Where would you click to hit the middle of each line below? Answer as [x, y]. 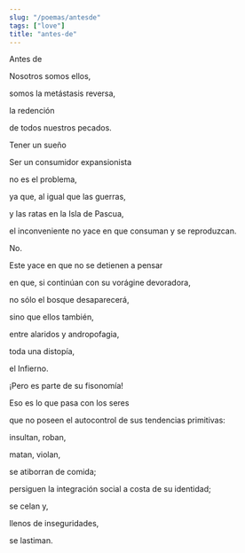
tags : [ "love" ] [37, 26]
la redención [32, 111]
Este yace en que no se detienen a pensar [86, 265]
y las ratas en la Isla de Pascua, [67, 214]
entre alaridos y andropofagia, [64, 335]
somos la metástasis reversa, [63, 93]
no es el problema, [43, 179]
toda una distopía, [42, 352]
